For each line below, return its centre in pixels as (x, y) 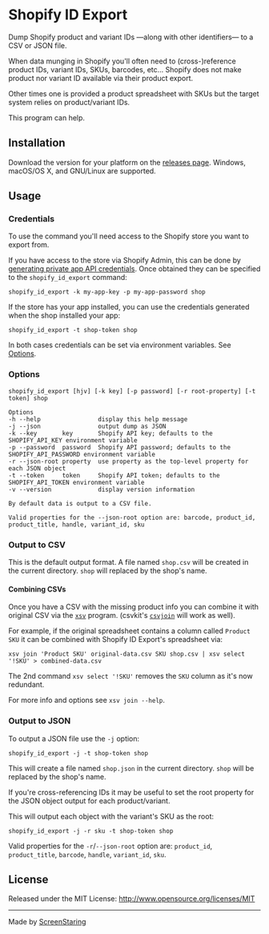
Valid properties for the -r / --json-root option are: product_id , (110, 846)
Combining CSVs (37, 589)
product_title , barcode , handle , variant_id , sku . (87, 854)
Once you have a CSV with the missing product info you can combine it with (133, 607)
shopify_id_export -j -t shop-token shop (78, 753)
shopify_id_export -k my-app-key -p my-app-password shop (107, 292)
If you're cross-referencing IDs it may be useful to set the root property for (131, 792)
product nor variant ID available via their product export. (101, 78)
